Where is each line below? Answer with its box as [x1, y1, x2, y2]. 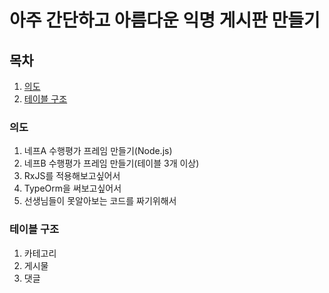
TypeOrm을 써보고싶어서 [23, 182, 122, 195]
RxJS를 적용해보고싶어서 [23, 170, 121, 182]
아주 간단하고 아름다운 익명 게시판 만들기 [9, 9, 321, 32]
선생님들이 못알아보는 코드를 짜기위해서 [23, 195, 177, 207]
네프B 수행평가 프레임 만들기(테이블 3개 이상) [23, 157, 200, 170]
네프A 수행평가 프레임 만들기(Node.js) [23, 145, 173, 157]
